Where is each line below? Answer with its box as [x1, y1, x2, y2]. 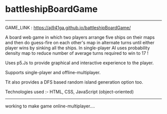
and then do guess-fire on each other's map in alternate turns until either [5, 39, 155, 45]
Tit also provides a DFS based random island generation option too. [5, 79, 143, 85]
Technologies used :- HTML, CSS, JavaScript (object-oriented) [5, 89, 134, 95]
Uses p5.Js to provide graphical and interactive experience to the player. [5, 60, 154, 66]
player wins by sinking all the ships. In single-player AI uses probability [5, 45, 150, 51]
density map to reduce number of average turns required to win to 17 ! [5, 50, 149, 56]
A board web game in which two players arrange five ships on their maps [5, 34, 155, 40]
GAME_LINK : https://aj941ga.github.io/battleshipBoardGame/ [5, 24, 131, 30]
